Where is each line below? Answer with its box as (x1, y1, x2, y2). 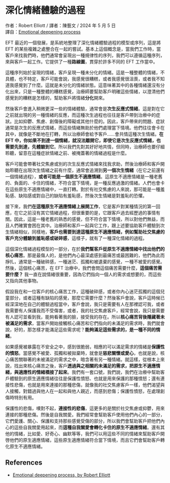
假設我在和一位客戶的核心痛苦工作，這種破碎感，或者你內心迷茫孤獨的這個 (5, 288, 160, 295)
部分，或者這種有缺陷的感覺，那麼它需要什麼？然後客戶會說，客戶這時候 (9, 295, 160, 301)
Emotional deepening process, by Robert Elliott (12, 472, 110, 478)
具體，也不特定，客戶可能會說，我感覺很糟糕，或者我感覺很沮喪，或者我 (5, 76, 156, 82)
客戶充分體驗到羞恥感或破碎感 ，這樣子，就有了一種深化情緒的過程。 (5, 235, 147, 241)
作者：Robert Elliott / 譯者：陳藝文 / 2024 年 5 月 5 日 (5, 22, 116, 28)
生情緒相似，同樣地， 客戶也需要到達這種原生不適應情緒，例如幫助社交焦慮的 (5, 229, 165, 235)
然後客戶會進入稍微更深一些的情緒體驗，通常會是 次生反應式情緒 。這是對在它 (5, 105, 165, 112)
